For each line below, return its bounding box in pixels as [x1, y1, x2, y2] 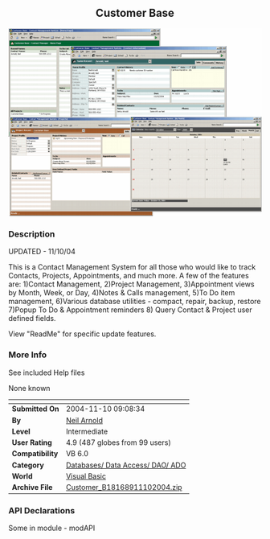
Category [11, 460, 44, 470]
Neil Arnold [65, 415, 103, 425]
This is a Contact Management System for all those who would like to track [8, 262, 256, 272]
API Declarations [8, 504, 76, 516]
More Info [8, 349, 47, 360]
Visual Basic [65, 471, 107, 481]
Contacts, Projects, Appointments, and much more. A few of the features [8, 271, 249, 281]
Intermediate [65, 426, 108, 436]
